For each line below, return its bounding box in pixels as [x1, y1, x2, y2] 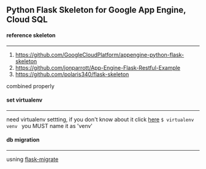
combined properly [6, 82, 55, 89]
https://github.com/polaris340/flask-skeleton [15, 70, 129, 78]
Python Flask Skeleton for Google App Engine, [6, 5, 186, 15]
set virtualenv [6, 96, 43, 103]
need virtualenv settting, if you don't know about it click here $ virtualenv [6, 116, 194, 123]
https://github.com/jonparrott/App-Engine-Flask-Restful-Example [15, 64, 181, 71]
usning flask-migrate [6, 156, 59, 163]
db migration [6, 136, 40, 143]
